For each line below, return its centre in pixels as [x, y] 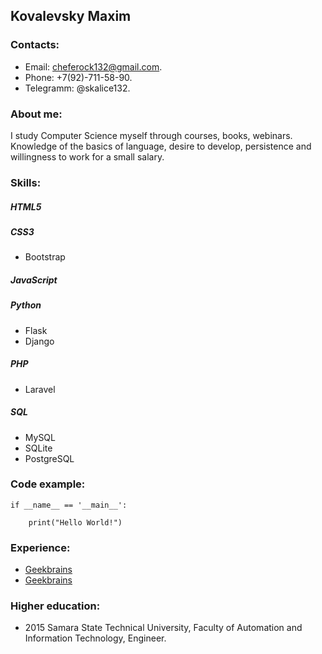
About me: [36, 114]
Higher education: [55, 606]
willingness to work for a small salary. [87, 156]
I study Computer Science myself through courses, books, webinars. [151, 135]
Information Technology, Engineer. [95, 638]
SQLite [38, 448]
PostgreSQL [49, 458]
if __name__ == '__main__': [69, 505]
